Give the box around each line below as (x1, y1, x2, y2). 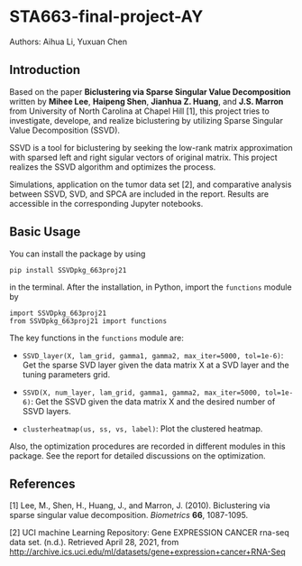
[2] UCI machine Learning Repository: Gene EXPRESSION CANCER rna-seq (9, 527, 290, 538)
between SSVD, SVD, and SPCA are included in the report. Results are (9, 188, 269, 199)
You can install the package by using (9, 248, 146, 259)
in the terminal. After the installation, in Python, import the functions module (9, 282, 292, 292)
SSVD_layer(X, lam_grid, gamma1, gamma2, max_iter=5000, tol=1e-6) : (22, 349, 284, 360)
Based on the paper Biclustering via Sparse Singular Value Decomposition (9, 86, 291, 97)
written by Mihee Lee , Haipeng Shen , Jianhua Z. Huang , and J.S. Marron (9, 96, 284, 107)
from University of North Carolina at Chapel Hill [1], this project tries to (9, 106, 270, 116)
